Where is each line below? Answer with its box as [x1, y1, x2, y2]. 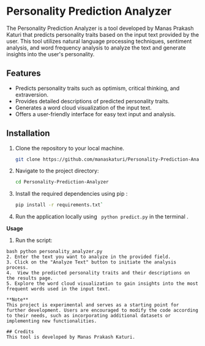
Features [6, 68, 41, 79]
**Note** [6, 296, 29, 303]
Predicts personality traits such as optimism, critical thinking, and [15, 84, 180, 92]
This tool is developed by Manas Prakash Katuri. [6, 334, 136, 340]
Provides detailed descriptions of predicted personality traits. [15, 97, 170, 105]
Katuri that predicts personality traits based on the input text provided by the [6, 31, 199, 38]
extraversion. [15, 90, 49, 98]
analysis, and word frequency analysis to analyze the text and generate [6, 44, 186, 51]
